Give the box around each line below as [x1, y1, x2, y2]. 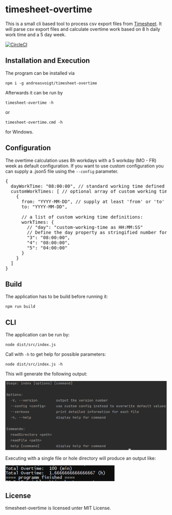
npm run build [5, 304, 36, 309]
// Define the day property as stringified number [27, 230, 157, 235]
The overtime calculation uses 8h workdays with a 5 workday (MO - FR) [5, 157, 157, 163]
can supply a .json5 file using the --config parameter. [5, 168, 119, 174]
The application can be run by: [5, 332, 70, 338]
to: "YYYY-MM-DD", [21, 204, 68, 209]
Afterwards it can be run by [5, 89, 63, 96]
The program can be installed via [5, 70, 75, 76]
